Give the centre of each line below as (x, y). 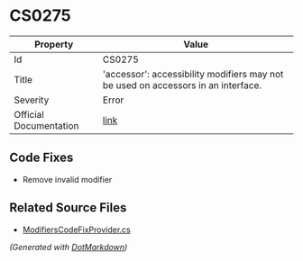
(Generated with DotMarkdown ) (69, 247)
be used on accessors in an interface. (182, 85)
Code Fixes (41, 158)
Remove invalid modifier (67, 179)
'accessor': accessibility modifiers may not (193, 74)
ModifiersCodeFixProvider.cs (76, 229)
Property (54, 44)
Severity (32, 100)
